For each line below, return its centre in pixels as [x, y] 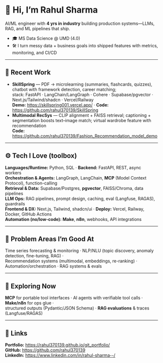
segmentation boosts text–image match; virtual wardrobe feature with [81, 120]
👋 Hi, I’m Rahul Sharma [51, 10]
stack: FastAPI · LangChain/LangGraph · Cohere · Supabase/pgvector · [83, 94]
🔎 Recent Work [28, 73]
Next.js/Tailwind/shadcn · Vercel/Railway [53, 100]
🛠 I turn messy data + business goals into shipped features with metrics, [85, 45]
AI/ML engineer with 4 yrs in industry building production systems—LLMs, [80, 23]
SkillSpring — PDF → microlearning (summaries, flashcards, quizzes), [82, 84]
